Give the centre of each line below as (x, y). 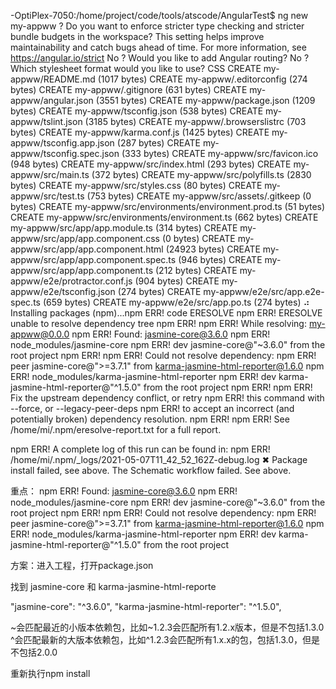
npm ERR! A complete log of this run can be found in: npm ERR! (140, 449)
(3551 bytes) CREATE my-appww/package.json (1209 (205, 100)
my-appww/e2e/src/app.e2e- (264, 291)
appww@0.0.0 (40, 334)
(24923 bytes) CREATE (213, 249)
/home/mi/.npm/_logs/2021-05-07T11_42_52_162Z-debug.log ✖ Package (159, 459)
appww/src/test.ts (47, 196)
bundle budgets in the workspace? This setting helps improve (137, 36)
